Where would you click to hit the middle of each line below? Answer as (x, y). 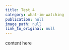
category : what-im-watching (35, 15)
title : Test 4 (20, 10)
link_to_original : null (30, 29)
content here (18, 43)
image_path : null (23, 24)
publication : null (24, 19)
